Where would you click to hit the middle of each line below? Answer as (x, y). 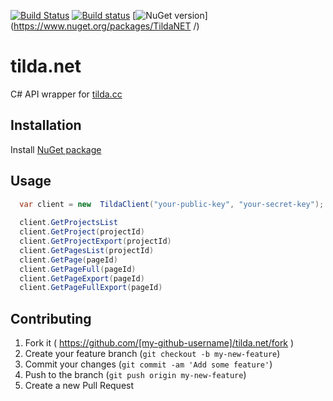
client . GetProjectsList (68, 223)
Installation (46, 125)
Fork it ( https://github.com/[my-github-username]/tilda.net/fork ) (159, 343)
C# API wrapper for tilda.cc (66, 94)
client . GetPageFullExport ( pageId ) (91, 288)
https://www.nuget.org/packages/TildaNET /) (106, 26)
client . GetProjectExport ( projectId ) (95, 241)
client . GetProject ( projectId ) (82, 232)
